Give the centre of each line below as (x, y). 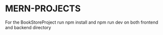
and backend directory (28, 27)
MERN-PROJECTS (43, 9)
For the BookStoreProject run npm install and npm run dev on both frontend (82, 22)
